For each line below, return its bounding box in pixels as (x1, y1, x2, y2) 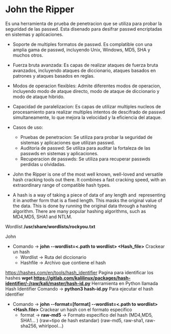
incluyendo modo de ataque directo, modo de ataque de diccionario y (12, 88, 160, 94)
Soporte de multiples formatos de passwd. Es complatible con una (12, 41, 153, 47)
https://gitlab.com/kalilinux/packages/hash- (33, 275, 131, 281)
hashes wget (5, 275, 33, 281)
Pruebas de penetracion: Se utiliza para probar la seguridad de (20, 134, 153, 140)
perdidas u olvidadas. (20, 161, 66, 167)
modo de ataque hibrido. (12, 93, 65, 100)
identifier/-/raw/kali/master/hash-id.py (5, 280, 91, 287)
